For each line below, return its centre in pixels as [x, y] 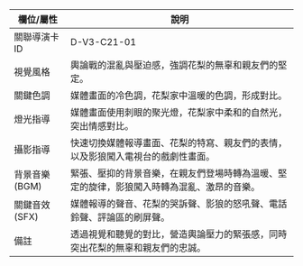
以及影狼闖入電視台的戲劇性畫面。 [143, 156]
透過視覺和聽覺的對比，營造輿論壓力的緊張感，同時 [179, 234]
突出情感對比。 [102, 126]
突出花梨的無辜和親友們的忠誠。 [138, 248]
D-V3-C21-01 [104, 42]
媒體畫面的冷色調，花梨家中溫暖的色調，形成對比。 [179, 96]
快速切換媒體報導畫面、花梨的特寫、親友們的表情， [179, 143]
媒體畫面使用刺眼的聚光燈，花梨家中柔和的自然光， [179, 112]
